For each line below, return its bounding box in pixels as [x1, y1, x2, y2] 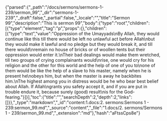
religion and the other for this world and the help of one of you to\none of [5, 62, 156, 68]
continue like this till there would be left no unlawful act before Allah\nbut [5, 36, 155, 42]
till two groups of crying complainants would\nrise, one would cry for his [5, 57, 155, 63]
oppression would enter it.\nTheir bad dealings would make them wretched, [5, 52, 161, 58]
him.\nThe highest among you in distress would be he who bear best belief [5, 78, 159, 84]
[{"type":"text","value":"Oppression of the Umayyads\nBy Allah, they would [5, 31, 160, 36]
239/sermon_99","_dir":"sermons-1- [5, 9, 79, 15]
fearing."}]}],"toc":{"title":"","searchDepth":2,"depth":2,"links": [5, 94, 133, 100]
